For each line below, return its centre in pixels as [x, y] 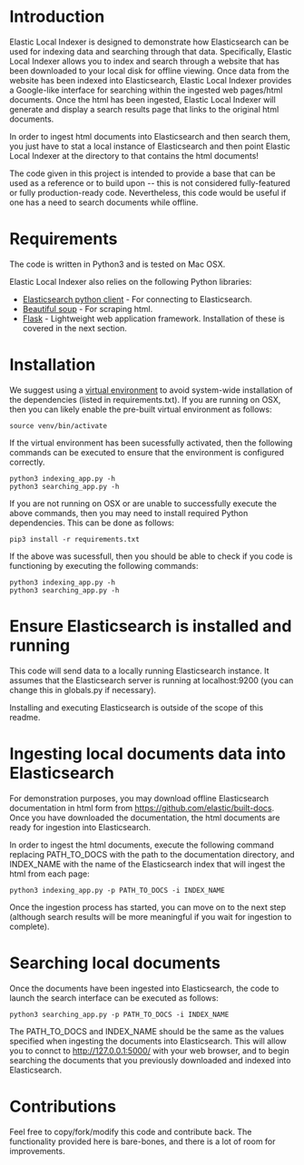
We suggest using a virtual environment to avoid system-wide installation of [151, 390]
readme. [25, 717]
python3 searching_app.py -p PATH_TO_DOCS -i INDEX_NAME [119, 1014]
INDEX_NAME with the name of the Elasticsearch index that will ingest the [147, 864]
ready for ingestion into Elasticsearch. [80, 827]
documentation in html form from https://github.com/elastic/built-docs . [142, 808]
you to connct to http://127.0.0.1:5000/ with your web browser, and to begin [149, 1051]
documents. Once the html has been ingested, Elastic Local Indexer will [143, 99]
